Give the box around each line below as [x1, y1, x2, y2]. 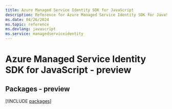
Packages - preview [5, 84, 70, 93]
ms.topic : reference [5, 21, 50, 27]
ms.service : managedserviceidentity [5, 31, 83, 36]
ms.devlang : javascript [5, 27, 56, 32]
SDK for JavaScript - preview [5, 64, 132, 76]
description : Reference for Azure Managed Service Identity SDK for [5, 12, 155, 17]
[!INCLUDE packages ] [5, 98, 52, 104]
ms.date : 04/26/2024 [5, 17, 50, 22]
